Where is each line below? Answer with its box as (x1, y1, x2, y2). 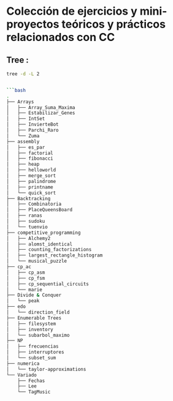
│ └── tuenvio (6, 223, 48, 230)
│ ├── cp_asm (6, 269, 45, 275)
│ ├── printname (6, 184, 53, 190)
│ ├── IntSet (6, 116, 45, 122)
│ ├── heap (6, 161, 40, 168)
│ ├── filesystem (6, 320, 56, 327)
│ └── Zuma (6, 133, 40, 139)
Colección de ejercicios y (6, 4, 138, 18)
